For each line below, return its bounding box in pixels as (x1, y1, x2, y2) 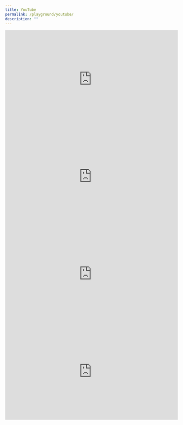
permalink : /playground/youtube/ (5, 12, 74, 17)
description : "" (5, 16, 38, 21)
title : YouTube (5, 7, 37, 12)
